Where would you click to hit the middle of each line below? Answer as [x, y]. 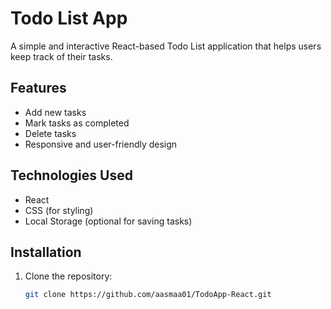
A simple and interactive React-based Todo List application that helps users [166, 46]
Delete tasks [50, 133]
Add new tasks [55, 112]
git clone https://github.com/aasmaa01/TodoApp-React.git [148, 295]
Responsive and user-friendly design [101, 144]
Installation [46, 252]
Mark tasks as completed [77, 123]
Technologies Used [71, 175]
